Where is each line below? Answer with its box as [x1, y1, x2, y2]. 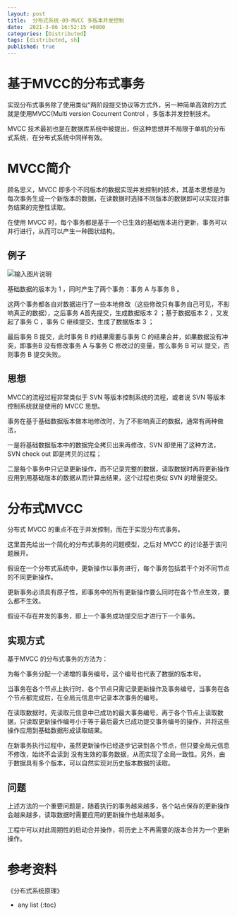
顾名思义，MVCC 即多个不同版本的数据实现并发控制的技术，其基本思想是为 [7, 185, 226, 194]
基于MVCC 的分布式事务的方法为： [7, 654, 109, 663]
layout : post [7, 10, 46, 18]
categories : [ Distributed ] [7, 30, 87, 37]
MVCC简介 [7, 160, 71, 177]
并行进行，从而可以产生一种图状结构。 [7, 227, 119, 235]
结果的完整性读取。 [13, 203, 69, 211]
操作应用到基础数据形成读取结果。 [7, 726, 107, 735]
